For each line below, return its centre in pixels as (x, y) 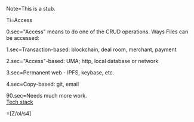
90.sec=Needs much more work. (47, 96)
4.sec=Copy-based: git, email (43, 84)
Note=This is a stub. (31, 9)
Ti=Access (19, 20)
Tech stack (20, 102)
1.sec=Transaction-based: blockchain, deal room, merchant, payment (92, 49)
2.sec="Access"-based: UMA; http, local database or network (82, 61)
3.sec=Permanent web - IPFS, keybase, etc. (60, 73)
